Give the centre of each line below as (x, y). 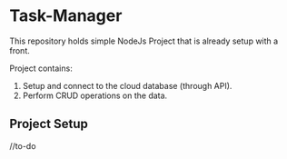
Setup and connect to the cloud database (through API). (127, 85)
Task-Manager (66, 16)
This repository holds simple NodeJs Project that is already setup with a (144, 41)
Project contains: (41, 68)
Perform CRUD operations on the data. (95, 95)
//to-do (23, 145)
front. (20, 50)
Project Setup (49, 124)
